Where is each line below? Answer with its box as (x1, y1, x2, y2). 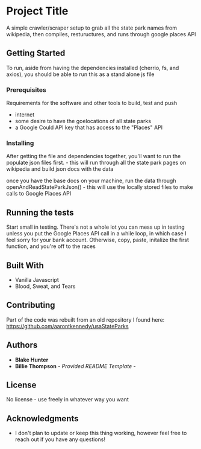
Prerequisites (6, 86, 46, 94)
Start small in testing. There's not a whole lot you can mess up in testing (6, 223, 185, 231)
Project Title (6, 4, 69, 18)
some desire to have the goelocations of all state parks (14, 118, 152, 125)
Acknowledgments (6, 413, 79, 424)
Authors (6, 340, 38, 351)
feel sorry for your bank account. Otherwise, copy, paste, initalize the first (6, 237, 190, 244)
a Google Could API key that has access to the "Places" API (14, 124, 163, 131)
